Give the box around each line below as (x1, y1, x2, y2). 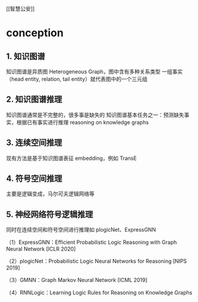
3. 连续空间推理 (6, 138, 62, 148)
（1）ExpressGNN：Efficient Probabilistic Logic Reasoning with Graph (6, 239, 177, 246)
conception (6, 26, 64, 40)
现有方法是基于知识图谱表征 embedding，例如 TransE (6, 155, 137, 162)
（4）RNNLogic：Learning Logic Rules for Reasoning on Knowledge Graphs (6, 289, 193, 296)
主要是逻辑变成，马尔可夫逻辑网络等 (6, 190, 95, 197)
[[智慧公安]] (6, 5, 35, 12)
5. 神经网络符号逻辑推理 (6, 209, 93, 219)
